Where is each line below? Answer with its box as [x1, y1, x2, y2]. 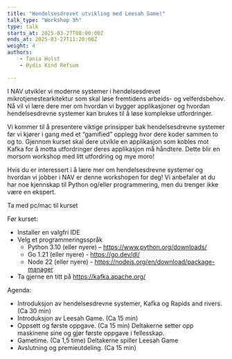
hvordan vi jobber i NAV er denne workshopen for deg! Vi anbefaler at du [7, 173, 216, 181]
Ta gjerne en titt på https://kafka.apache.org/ [17, 272, 146, 281]
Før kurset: [7, 215, 38, 223]
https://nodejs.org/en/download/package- [94, 258, 215, 266]
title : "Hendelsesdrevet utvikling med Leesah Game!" [7, 10, 166, 17]
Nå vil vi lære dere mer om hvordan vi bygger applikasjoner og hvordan [7, 101, 210, 110]
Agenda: [7, 285, 32, 294]
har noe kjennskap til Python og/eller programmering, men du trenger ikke [7, 180, 219, 188]
